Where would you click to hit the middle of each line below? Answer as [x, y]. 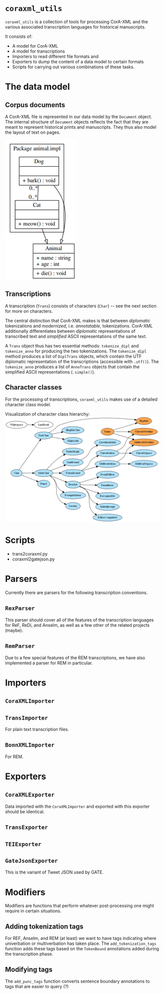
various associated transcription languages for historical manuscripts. [75, 27]
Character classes [34, 388]
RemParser [20, 646]
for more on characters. [29, 311]
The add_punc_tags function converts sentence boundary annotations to [78, 981]
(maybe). [14, 630]
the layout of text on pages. [33, 132]
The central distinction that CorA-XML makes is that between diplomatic [78, 321]
